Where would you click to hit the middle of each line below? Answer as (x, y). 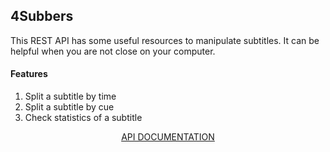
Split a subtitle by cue (69, 107)
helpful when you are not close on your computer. (113, 51)
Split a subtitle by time (70, 96)
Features (29, 74)
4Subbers (42, 16)
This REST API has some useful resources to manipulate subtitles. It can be (165, 40)
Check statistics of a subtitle (83, 118)
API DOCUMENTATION (168, 137)
